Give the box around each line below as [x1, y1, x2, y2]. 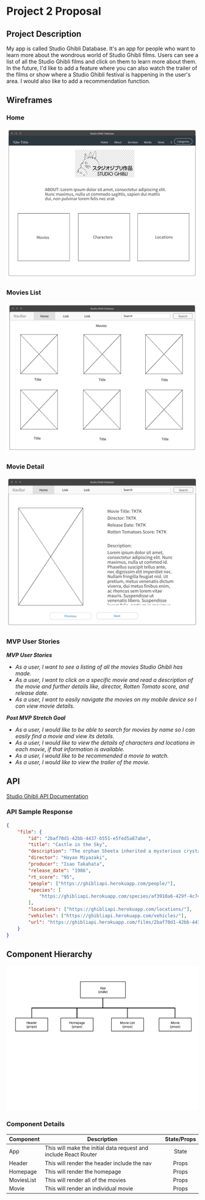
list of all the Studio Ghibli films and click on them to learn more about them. [6, 58, 197, 65]
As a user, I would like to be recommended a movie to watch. [15, 752, 169, 759]
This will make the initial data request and [45, 1144, 148, 1152]
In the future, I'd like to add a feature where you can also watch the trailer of [6, 64, 198, 72]
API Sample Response [6, 808, 73, 816]
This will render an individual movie [45, 1185, 133, 1192]
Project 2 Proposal [6, 4, 102, 18]
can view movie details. [15, 702, 75, 710]
